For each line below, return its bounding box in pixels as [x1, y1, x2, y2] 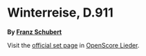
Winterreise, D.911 [7, 5, 114, 21]
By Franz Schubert [7, 28, 62, 36]
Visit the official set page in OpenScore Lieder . [7, 41, 140, 49]
